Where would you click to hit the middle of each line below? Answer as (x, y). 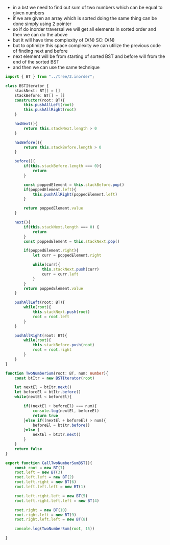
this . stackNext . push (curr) (70, 269)
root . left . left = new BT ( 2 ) (44, 477)
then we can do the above (40, 35)
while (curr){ (46, 265)
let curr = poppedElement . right (67, 256)
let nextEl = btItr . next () (43, 387)
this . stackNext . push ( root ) (61, 312)
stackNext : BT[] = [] (37, 91)
